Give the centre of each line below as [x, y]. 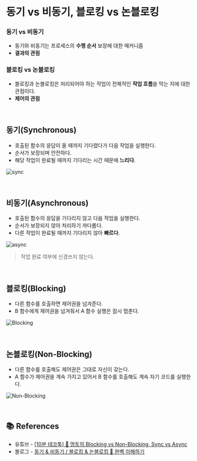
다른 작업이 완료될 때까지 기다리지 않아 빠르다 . [67, 233]
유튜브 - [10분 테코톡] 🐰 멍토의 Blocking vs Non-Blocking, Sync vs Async [101, 444]
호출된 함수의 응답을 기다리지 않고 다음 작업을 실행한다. [77, 218]
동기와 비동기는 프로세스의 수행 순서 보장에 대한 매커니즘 [79, 46]
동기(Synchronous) [41, 130]
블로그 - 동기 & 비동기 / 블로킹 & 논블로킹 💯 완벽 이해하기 [80, 451]
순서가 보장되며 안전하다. [43, 153]
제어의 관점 [27, 98]
